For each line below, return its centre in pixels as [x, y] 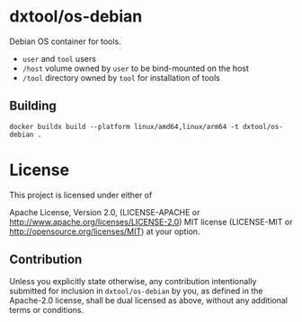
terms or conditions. [46, 309]
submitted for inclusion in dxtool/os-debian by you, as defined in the [136, 291]
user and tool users [59, 58]
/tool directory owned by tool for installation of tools [121, 77]
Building [33, 106]
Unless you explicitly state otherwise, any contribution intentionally [133, 281]
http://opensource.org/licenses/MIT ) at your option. [105, 231]
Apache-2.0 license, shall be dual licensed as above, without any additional [148, 300]
